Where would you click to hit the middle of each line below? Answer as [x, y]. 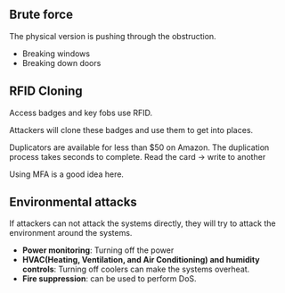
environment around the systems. [71, 233]
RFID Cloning [46, 92]
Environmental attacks [73, 202]
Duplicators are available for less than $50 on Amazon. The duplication [139, 147]
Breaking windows [56, 54]
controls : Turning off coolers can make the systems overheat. [136, 269]
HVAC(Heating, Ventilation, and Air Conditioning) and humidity [141, 260]
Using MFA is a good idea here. [67, 174]
